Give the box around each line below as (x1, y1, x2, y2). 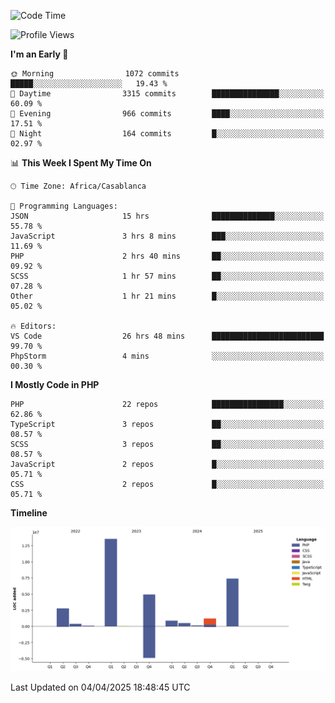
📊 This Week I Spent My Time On (10, 157, 152, 169)
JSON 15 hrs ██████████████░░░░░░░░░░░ (10, 211, 325, 221)
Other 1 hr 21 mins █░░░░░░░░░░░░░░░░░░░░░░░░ (10, 291, 325, 301)
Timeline (10, 507, 48, 519)
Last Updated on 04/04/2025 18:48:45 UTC (10, 681, 191, 694)
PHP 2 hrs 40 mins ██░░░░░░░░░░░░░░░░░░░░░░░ (10, 251, 325, 261)
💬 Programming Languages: (10, 201, 118, 211)
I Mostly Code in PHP (10, 379, 100, 390)
